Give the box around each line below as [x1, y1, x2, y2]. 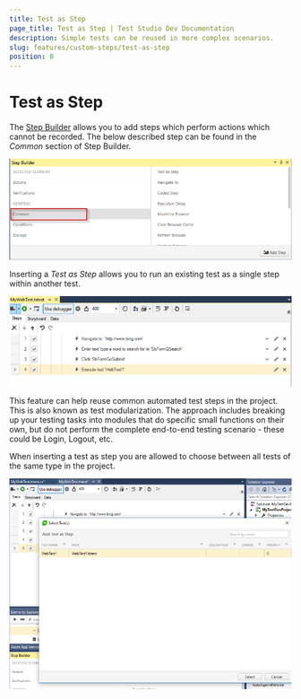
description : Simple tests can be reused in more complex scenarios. [9, 33, 275, 42]
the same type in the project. [9, 460, 116, 471]
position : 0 [9, 52, 54, 62]
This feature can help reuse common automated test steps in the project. [9, 396, 279, 406]
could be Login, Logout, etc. [9, 433, 114, 444]
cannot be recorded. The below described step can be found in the [9, 131, 257, 143]
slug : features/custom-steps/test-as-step [9, 43, 170, 52]
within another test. [9, 278, 81, 289]
